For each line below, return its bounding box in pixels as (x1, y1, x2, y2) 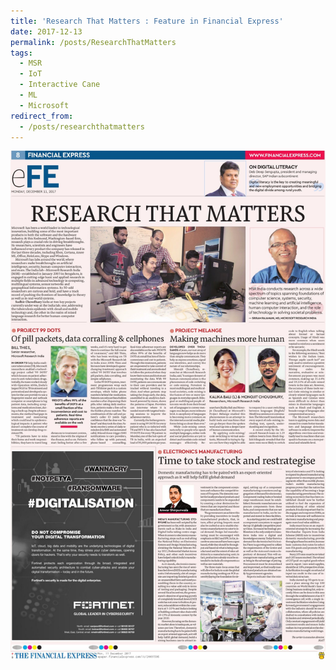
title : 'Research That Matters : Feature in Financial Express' (10, 16, 284, 26)
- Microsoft (19, 100, 70, 110)
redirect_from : (10, 111, 74, 121)
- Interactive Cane (19, 80, 101, 90)
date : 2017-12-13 (10, 26, 83, 37)
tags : (10, 48, 33, 58)
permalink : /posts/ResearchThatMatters (10, 37, 177, 47)
